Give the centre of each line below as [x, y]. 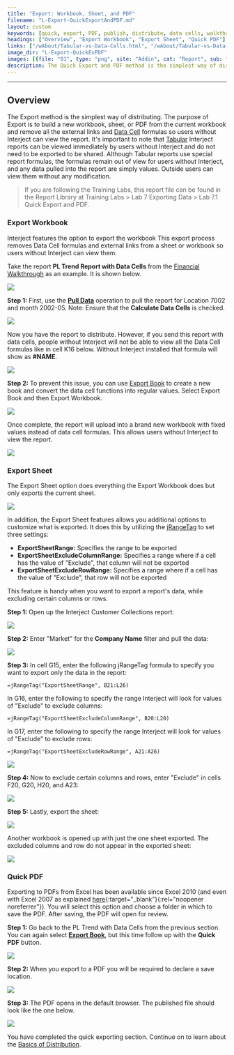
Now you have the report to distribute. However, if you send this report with [116, 334]
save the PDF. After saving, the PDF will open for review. [88, 914]
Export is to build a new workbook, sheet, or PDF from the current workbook [117, 124]
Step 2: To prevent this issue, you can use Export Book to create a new [109, 383]
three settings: [28, 535]
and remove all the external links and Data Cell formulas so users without [112, 132]
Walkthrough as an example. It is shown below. [74, 273]
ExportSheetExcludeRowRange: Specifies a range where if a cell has [117, 570]
